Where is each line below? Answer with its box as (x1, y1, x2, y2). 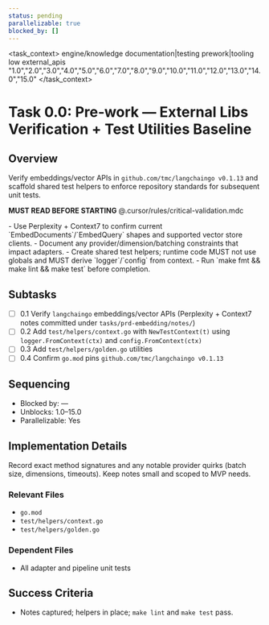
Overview (8, 151, 59, 165)
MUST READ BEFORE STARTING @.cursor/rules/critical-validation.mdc (8, 206, 244, 216)
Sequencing (8, 377, 71, 391)
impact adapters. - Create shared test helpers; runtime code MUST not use (8, 247, 257, 257)
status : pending (8, 11, 63, 20)
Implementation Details (8, 439, 128, 453)
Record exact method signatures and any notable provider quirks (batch (8, 461, 247, 470)
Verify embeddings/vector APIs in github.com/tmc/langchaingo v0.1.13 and (8, 173, 259, 183)
